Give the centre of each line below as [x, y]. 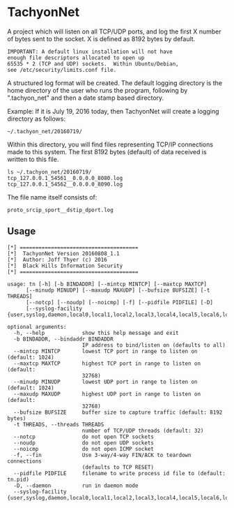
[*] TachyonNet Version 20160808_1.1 [63, 253]
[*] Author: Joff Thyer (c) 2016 [57, 260]
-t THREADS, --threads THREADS [59, 424]
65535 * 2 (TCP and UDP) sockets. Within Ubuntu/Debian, [93, 63]
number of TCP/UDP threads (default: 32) [143, 431]
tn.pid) [18, 479]
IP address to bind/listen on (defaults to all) [154, 345]
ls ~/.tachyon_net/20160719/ [49, 172]
